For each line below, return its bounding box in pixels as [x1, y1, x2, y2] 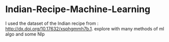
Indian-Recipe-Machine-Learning [5, 4, 151, 15]
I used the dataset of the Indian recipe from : [5, 20, 99, 26]
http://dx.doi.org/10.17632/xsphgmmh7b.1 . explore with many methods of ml [5, 25, 164, 31]
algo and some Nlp [5, 31, 45, 37]
